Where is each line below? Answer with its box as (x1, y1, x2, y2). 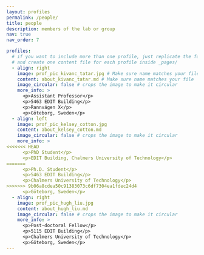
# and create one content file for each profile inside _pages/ (12, 59, 178, 65)
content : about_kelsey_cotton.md (17, 127, 102, 133)
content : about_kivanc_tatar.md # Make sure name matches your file (17, 76, 194, 82)
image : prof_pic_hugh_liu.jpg (17, 200, 94, 206)
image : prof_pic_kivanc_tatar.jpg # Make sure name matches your (17, 70, 186, 76)
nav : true (6, 31, 32, 38)
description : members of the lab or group (6, 25, 115, 32)
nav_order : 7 (6, 37, 39, 43)
